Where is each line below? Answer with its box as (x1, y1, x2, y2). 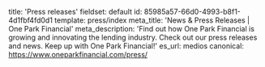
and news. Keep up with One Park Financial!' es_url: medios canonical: (8, 41, 245, 51)
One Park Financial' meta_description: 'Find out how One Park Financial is (8, 24, 255, 33)
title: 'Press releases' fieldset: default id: (8, 7, 143, 16)
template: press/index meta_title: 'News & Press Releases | (53, 15, 250, 25)
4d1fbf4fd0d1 (8, 15, 53, 25)
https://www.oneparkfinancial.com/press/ (8, 50, 148, 59)
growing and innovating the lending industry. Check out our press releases (8, 32, 258, 42)
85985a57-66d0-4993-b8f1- (143, 7, 241, 16)
